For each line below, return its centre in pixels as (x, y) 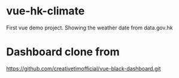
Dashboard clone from (63, 52)
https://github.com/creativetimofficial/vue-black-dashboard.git (84, 68)
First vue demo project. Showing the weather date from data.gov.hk (89, 28)
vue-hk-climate (45, 11)
